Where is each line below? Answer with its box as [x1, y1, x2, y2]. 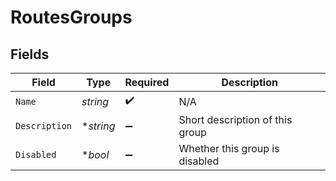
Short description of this [178, 113, 293, 126]
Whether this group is [178, 142, 280, 155]
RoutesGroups [10, 6, 133, 29]
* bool [81, 148, 110, 161]
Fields [10, 46, 50, 63]
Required [124, 76, 170, 89]
